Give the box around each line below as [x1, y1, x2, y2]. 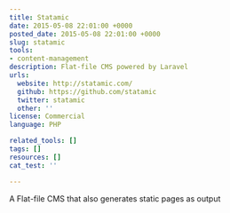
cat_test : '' [9, 161, 58, 170]
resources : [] [9, 153, 62, 162]
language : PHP [9, 121, 62, 130]
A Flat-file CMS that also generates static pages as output [9, 193, 221, 204]
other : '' [17, 104, 53, 113]
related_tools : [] [9, 137, 77, 146]
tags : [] [9, 145, 42, 154]
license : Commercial [9, 112, 86, 121]
